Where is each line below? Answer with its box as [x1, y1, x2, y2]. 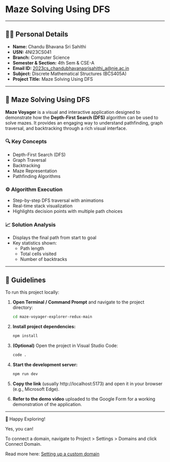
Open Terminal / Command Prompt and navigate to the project [12, 299, 145, 305]
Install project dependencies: [12, 324, 76, 330]
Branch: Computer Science [12, 54, 70, 60]
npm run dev [12, 371, 38, 377]
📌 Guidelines [5, 275, 46, 284]
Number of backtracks [20, 256, 67, 262]
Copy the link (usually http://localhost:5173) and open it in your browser [12, 380, 163, 387]
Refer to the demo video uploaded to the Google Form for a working [12, 395, 155, 402]
